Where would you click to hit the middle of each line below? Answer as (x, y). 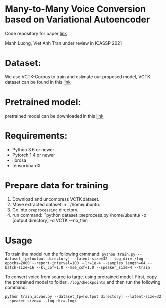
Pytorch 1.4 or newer (34, 155)
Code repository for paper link (36, 33)
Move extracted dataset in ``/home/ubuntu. (56, 204)
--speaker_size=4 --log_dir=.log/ (41, 301)
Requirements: (36, 136)
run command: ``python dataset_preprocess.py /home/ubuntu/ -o (79, 215)
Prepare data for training (57, 185)
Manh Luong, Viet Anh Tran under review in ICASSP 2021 (64, 43)
